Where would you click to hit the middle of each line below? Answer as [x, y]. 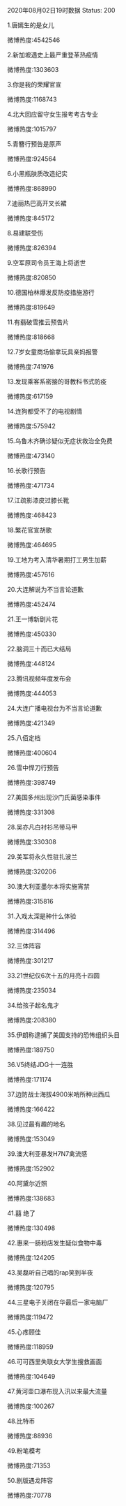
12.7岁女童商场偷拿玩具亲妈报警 [53, 352]
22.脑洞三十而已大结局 [39, 649]
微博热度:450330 [32, 634]
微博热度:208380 [32, 1020]
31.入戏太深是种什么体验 [42, 916]
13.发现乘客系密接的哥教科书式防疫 [57, 382]
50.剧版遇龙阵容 [30, 1480]
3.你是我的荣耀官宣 [34, 85]
